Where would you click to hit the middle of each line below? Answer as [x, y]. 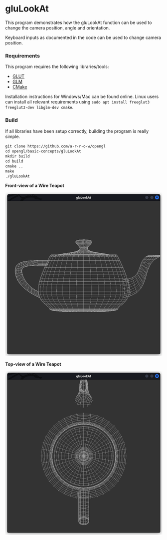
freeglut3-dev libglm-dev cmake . [39, 107]
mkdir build [17, 156]
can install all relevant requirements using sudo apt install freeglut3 [78, 102]
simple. [13, 136]
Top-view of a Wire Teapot [33, 364]
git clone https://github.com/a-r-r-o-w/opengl [56, 146]
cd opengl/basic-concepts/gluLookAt [43, 151]
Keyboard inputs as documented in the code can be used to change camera [83, 37]
